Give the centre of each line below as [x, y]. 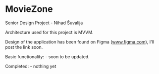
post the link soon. [24, 47]
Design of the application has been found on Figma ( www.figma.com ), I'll [80, 42]
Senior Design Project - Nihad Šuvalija [44, 23]
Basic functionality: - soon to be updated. [48, 56]
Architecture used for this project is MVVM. [49, 32]
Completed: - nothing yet [31, 66]
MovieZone [29, 9]
